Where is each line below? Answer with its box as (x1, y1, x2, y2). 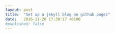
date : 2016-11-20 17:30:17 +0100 (5, 16, 81, 21)
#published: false (5, 21, 44, 26)
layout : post (5, 7, 33, 12)
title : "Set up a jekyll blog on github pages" (5, 12, 110, 17)
